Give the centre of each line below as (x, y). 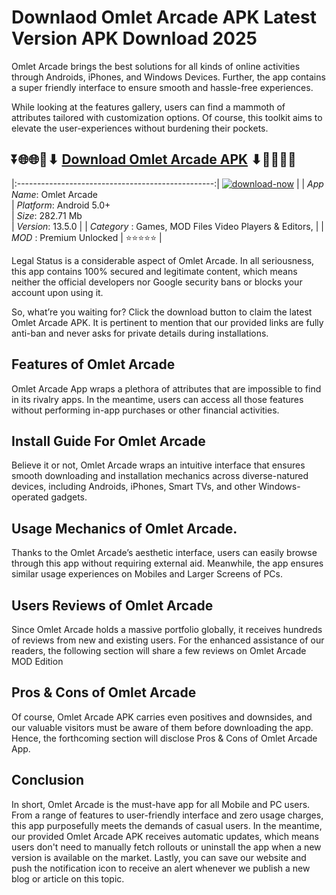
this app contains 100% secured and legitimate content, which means (154, 271)
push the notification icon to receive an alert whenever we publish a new (161, 868)
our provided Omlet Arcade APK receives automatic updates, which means (165, 836)
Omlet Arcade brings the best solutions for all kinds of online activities (156, 66)
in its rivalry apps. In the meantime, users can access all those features (157, 399)
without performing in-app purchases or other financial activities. (145, 410)
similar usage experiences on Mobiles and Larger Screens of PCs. (147, 574)
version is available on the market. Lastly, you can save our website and (159, 857)
